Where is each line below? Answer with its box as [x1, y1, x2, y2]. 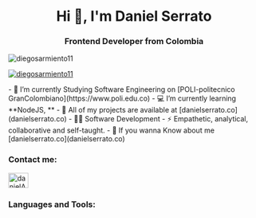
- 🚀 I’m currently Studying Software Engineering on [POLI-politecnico [8, 85, 235, 94]
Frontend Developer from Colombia [64, 36, 204, 47]
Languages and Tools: [8, 199, 96, 210]
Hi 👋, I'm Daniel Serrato [56, 7, 212, 26]
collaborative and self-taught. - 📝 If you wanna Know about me [8, 125, 215, 135]
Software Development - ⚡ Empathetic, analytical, [85, 114, 249, 124]
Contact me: [8, 154, 57, 165]
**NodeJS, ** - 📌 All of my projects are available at [8, 105, 178, 115]
